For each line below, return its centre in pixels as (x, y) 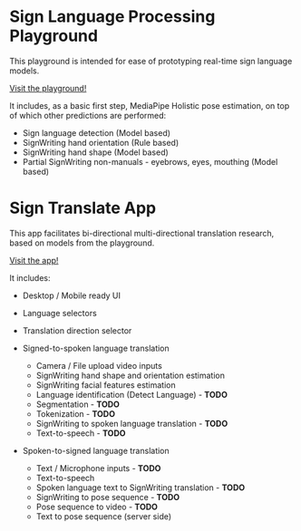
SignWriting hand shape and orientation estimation (130, 375)
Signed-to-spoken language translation (96, 348)
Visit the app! (34, 260)
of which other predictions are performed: (88, 115)
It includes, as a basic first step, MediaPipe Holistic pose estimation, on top (150, 105)
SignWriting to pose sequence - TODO (108, 497)
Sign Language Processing (112, 17)
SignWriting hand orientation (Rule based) (101, 142)
